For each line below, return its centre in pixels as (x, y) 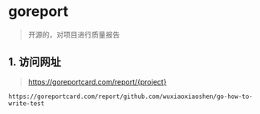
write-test (26, 103)
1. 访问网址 (35, 62)
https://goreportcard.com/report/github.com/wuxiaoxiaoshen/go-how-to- (130, 96)
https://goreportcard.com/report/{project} (97, 81)
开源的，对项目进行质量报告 (74, 34)
